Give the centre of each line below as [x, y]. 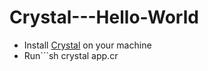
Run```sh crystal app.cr [71, 55]
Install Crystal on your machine [87, 45]
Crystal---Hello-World [104, 17]
